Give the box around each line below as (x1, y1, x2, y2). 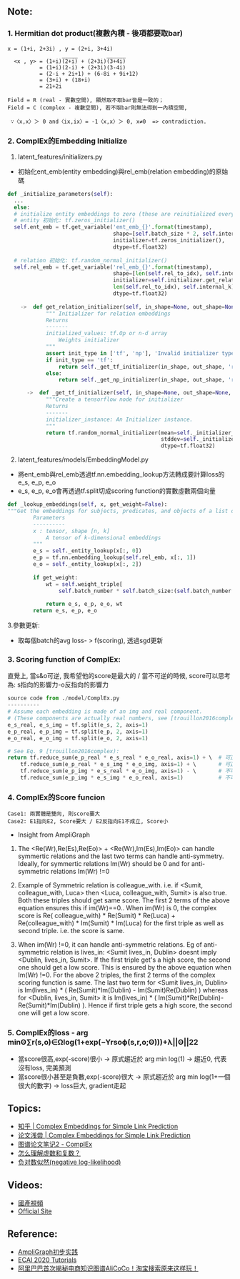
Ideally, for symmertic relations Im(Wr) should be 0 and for (17, 860, 191, 868)
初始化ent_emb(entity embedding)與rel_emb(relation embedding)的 (17, 167, 216, 176)
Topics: (7, 1102, 41, 1114)
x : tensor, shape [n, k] (33, 527, 111, 534)
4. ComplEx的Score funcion (7, 792, 106, 802)
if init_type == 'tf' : (45, 357, 114, 364)
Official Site (17, 1207, 52, 1215)
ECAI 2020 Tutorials (17, 1255, 77, 1264)
